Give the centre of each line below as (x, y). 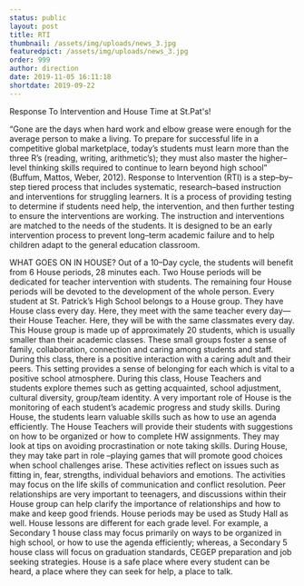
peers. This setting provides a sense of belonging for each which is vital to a (152, 368)
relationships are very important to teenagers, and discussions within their (148, 494)
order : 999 (30, 60)
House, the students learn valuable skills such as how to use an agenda (143, 417)
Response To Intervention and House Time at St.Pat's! (110, 111)
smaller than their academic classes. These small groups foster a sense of (148, 339)
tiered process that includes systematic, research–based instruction (154, 186)
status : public (38, 18)
